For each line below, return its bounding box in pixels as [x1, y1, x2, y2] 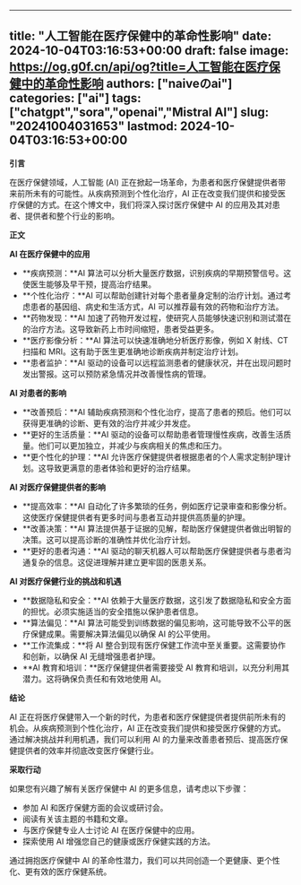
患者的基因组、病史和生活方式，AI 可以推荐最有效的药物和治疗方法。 [30, 301, 284, 312]
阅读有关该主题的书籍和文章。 [21, 813, 133, 824]
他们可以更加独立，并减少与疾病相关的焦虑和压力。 [38, 440, 227, 451]
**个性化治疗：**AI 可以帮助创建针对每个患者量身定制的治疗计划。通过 [21, 290, 284, 300]
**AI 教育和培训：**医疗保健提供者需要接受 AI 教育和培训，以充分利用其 [21, 662, 290, 672]
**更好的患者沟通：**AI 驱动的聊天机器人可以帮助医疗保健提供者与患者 [21, 545, 284, 556]
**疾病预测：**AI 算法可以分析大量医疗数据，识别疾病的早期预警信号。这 [21, 267, 292, 278]
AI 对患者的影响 [9, 387, 67, 398]
